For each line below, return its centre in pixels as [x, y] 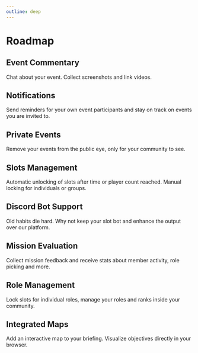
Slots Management [42, 167]
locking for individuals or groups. [47, 188]
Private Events [33, 135]
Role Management [41, 285]
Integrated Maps [37, 324]
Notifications [31, 96]
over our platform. [28, 227]
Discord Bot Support [44, 207]
